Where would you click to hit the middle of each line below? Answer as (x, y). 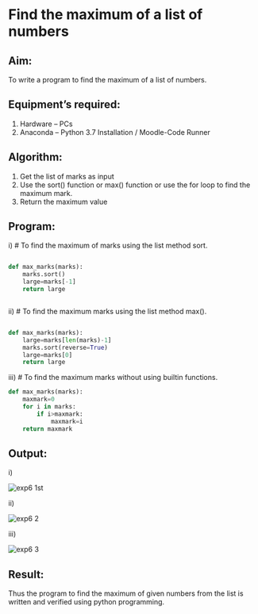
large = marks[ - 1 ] (50, 282)
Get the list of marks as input (67, 176)
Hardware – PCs (46, 124)
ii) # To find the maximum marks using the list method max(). (108, 311)
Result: (26, 574)
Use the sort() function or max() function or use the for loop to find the (135, 185)
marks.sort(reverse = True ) (65, 347)
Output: (28, 453)
